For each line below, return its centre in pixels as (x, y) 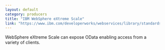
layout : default (22, 10)
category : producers (26, 14)
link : (11, 23)
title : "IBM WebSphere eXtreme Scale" (45, 19)
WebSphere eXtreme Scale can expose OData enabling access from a (76, 37)
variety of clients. (23, 43)
